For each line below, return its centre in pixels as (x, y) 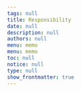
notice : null (26, 64)
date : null (22, 26)
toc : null (21, 58)
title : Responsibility (39, 20)
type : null (22, 70)
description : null (33, 32)
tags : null (22, 13)
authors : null (27, 39)
